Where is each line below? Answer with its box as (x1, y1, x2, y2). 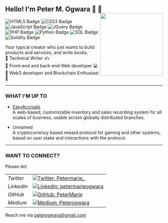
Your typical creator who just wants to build (5, 44, 95, 50)
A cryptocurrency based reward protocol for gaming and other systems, (12, 130, 161, 136)
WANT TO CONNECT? (5, 152, 60, 159)
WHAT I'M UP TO (5, 92, 47, 99)
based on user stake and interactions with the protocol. (12, 135, 126, 141)
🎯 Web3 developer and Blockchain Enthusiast (5, 70, 99, 76)
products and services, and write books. (5, 49, 88, 55)
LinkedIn (7, 183, 28, 190)
